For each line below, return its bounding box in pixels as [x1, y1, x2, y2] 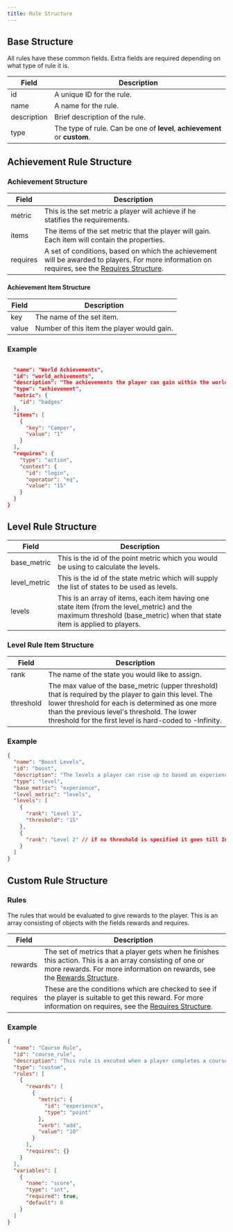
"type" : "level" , [13, 778, 64, 785]
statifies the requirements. [44, 215, 130, 225]
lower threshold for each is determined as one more [48, 698, 217, 708]
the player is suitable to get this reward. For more [44, 993, 204, 1002]
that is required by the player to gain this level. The [48, 689, 213, 699]
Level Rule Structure [7, 521, 97, 533]
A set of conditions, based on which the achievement [44, 246, 217, 256]
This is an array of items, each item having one [58, 593, 209, 602]
